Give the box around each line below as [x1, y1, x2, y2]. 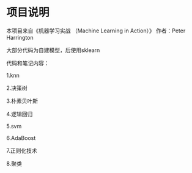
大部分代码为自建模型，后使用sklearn [6, 46, 100, 54]
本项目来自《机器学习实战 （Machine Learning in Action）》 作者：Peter [6, 27, 186, 34]
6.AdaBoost [6, 134, 36, 141]
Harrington [6, 34, 34, 41]
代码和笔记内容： [6, 59, 50, 67]
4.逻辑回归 [6, 110, 33, 117]
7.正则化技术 [6, 147, 38, 154]
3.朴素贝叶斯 [6, 97, 39, 105]
